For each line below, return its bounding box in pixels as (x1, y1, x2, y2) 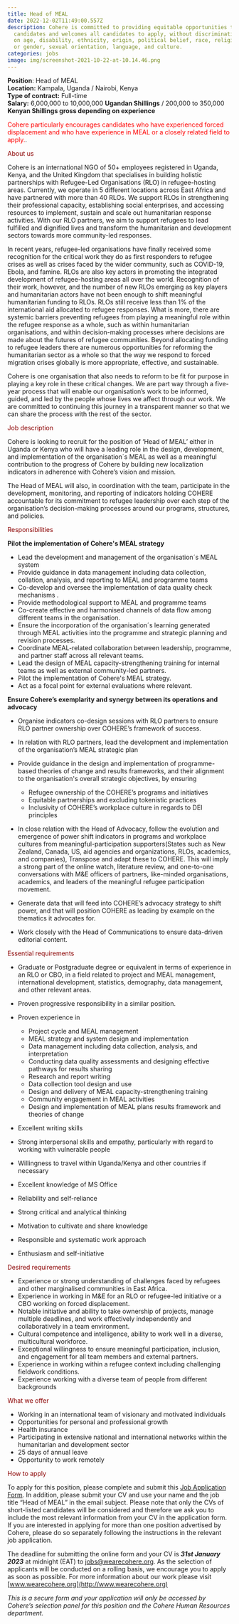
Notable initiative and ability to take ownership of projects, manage (17, 1307, 214, 1315)
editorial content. (17, 935, 68, 943)
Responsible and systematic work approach (17, 1235, 147, 1243)
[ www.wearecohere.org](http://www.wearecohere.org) (7, 1580, 169, 1588)
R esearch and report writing (28, 1072, 111, 1081)
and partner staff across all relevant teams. (17, 651, 144, 659)
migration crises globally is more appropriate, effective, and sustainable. (7, 358, 219, 366)
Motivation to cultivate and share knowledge (17, 1221, 148, 1230)
